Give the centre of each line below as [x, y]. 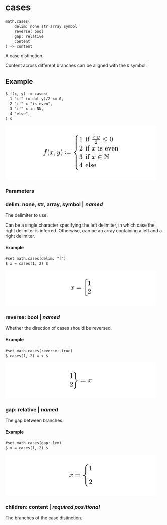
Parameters [20, 191]
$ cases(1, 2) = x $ [27, 356]
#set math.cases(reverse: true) [39, 351]
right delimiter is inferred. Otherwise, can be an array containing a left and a [84, 230]
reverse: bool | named [33, 317]
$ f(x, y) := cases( [27, 94]
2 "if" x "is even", [31, 104]
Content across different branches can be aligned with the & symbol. [76, 65]
